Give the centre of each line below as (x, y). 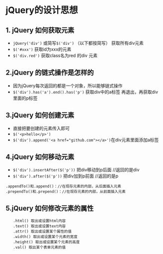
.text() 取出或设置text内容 (39, 226)
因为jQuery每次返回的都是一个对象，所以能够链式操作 (68, 86)
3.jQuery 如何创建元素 (40, 115)
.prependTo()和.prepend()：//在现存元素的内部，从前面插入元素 (66, 192)
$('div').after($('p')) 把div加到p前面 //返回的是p (66, 176)
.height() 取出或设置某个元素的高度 (46, 242)
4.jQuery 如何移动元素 (40, 157)
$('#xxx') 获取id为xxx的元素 (42, 49)
